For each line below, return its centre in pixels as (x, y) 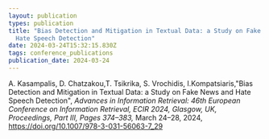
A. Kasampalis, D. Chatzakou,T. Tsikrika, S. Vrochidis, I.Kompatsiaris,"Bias (131, 83)
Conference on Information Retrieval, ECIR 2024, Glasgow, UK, (113, 108)
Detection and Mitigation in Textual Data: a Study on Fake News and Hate (130, 92)
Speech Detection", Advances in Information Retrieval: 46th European (124, 100)
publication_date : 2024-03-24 (59, 61)
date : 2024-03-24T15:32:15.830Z (62, 46)
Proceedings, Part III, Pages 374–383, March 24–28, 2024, (106, 117)
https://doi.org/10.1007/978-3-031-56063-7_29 (86, 126)
